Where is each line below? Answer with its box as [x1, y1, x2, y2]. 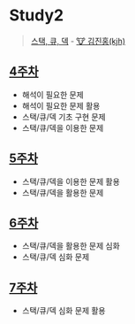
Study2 [9, 5, 64, 26]
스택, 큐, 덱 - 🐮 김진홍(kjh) [30, 35, 126, 46]
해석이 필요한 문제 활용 [21, 100, 101, 111]
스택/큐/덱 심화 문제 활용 [21, 305, 106, 316]
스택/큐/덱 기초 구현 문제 [21, 112, 106, 122]
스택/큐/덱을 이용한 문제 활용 [21, 176, 121, 187]
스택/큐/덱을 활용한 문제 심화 [21, 241, 121, 251]
